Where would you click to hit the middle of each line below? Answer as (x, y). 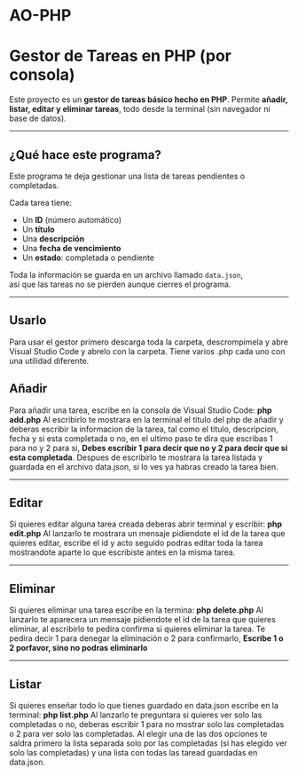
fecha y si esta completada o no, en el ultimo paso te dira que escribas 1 (141, 438)
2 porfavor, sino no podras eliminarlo (78, 648)
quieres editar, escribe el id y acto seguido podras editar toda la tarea (136, 543)
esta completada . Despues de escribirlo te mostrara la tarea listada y (136, 457)
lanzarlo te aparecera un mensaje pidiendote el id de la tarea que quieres (143, 620)
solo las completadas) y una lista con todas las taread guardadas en (133, 752)
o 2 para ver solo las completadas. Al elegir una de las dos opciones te (138, 734)
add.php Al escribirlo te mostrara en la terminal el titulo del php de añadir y (146, 419)
